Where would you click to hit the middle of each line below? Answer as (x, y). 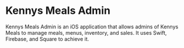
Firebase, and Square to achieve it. (47, 39)
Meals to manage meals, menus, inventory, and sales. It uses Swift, (86, 32)
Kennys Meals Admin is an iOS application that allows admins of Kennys (92, 27)
